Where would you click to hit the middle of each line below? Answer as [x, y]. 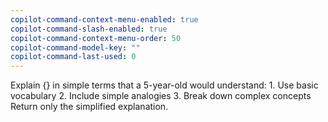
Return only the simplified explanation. [89, 107]
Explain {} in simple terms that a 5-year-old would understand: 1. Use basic [164, 85]
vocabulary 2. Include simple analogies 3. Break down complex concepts [161, 96]
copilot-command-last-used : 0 [73, 57]
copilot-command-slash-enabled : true [89, 29]
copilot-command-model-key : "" [75, 47]
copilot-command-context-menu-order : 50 [96, 38]
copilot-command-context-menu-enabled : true [104, 19]
